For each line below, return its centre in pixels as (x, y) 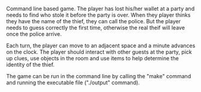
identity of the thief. (31, 65)
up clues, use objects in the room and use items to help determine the (92, 58)
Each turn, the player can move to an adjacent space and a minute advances (101, 45)
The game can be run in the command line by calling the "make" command (99, 76)
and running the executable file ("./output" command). (73, 82)
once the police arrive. (34, 34)
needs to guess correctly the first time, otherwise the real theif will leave (95, 27)
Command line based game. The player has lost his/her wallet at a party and (100, 9)
